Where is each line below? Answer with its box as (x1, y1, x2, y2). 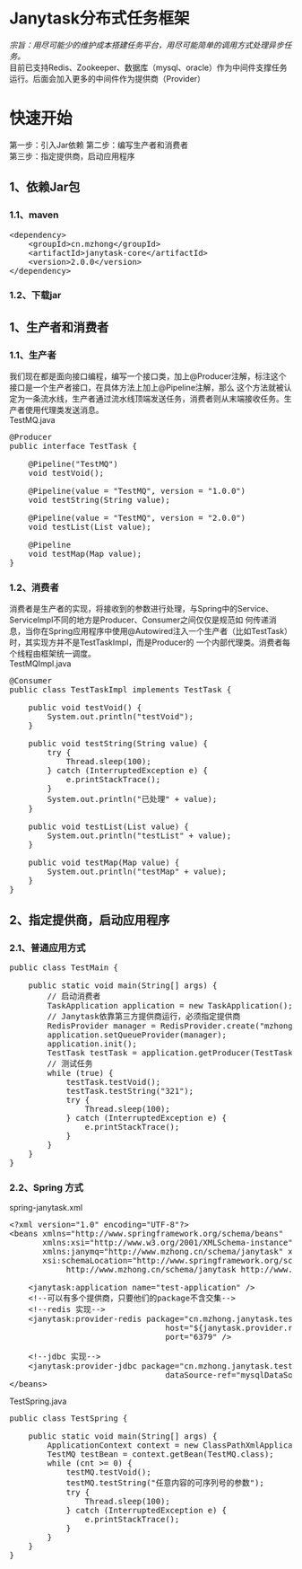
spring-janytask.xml (9, 1203, 83, 1213)
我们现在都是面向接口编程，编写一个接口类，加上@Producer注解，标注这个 (9, 371, 287, 382)
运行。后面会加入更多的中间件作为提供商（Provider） (9, 73, 206, 84)
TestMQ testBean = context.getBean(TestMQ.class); (47, 1450, 275, 1459)
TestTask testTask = (47, 1048, 137, 1058)
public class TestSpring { (9, 1414, 128, 1424)
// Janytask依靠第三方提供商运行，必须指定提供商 (47, 1011, 241, 1022)
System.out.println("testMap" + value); (47, 867, 227, 877)
